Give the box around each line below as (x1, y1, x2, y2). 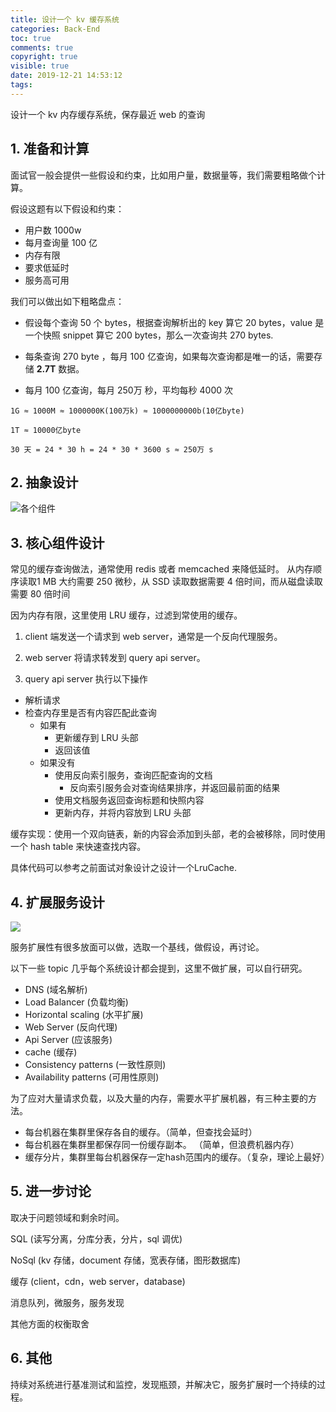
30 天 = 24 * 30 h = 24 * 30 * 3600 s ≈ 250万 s (10, 444, 214, 455)
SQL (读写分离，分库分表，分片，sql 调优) (10, 1232, 183, 1245)
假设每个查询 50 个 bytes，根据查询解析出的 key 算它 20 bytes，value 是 (24, 316, 325, 328)
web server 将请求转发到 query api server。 (24, 652, 206, 664)
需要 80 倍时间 (10, 588, 71, 600)
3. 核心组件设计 (10, 534, 105, 551)
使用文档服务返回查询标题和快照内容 (54, 794, 205, 806)
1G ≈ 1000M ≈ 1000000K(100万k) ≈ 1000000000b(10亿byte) (10, 406, 245, 416)
